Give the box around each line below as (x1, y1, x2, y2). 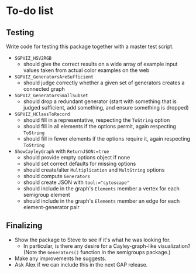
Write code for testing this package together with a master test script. (6, 43, 174, 50)
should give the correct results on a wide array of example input (23, 60, 178, 67)
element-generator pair (23, 204, 80, 210)
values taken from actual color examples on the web (23, 67, 150, 74)
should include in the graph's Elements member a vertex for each (23, 185, 180, 192)
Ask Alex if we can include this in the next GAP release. (14, 261, 148, 268)
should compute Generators (23, 173, 91, 179)
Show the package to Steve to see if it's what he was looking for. (14, 236, 171, 243)
